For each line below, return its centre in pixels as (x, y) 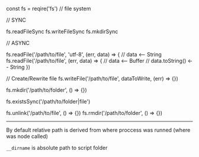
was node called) (27, 136)
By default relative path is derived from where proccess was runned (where (98, 130)
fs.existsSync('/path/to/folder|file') (48, 101)
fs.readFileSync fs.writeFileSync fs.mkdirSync (62, 31)
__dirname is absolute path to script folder (57, 148)
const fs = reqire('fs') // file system (49, 9)
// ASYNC (18, 43)
